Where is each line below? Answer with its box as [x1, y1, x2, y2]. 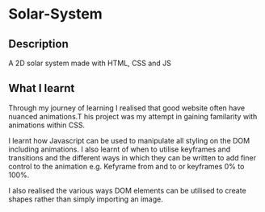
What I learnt [8, 81, 75, 95]
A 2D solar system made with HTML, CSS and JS [8, 58, 172, 68]
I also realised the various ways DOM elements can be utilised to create [8, 185, 246, 195]
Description [8, 37, 69, 51]
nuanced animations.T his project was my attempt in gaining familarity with [8, 111, 258, 121]
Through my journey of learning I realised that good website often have [8, 102, 245, 113]
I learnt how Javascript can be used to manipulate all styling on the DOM [8, 135, 250, 145]
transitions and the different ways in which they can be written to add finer [8, 152, 257, 162]
